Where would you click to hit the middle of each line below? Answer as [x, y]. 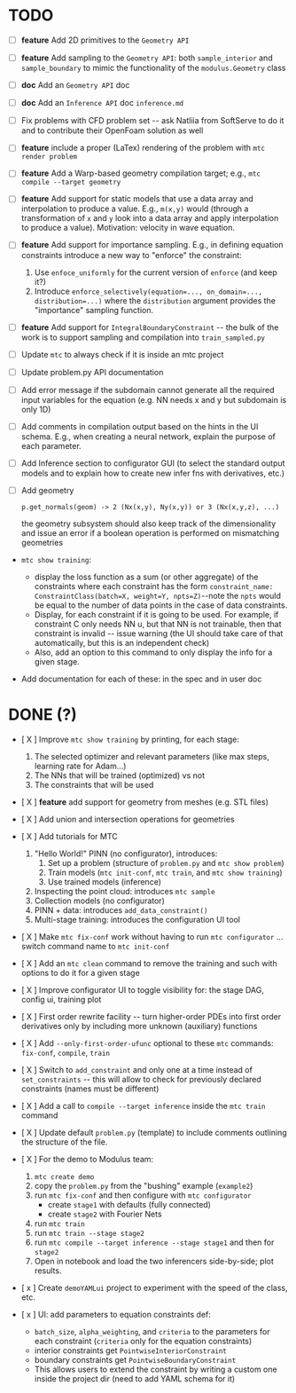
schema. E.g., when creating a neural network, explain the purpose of [148, 437]
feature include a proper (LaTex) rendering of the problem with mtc [143, 148]
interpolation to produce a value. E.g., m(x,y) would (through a [135, 209]
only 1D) [36, 409]
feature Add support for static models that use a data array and [137, 199]
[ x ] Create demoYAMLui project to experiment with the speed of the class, [154, 1287]
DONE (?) [43, 715]
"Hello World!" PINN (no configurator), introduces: [126, 854]
